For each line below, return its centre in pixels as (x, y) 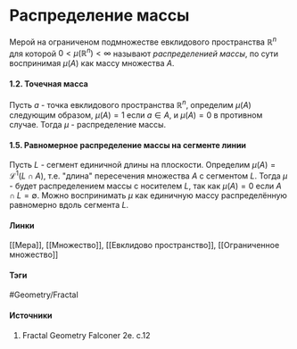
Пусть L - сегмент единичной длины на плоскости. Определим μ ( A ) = (143, 165)
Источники (31, 315)
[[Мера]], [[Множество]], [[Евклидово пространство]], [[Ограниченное (144, 245)
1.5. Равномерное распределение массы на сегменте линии (128, 145)
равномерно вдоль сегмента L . (69, 204)
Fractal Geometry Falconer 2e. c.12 (86, 335)
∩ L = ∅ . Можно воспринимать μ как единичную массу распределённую (148, 195)
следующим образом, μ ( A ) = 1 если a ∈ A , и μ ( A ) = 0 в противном (136, 115)
